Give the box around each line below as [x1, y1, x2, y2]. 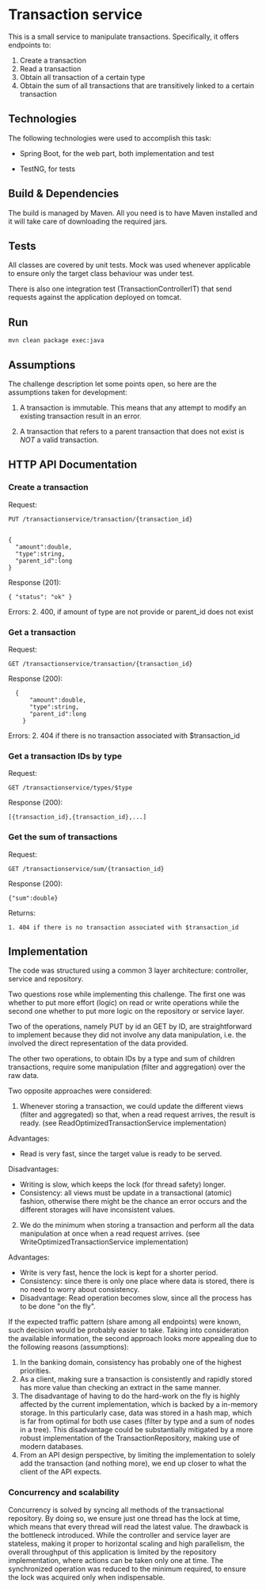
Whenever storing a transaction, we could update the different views [19, 1102, 244, 1111]
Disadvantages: [8, 1164, 59, 1174]
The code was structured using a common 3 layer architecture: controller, [8, 965, 249, 976]
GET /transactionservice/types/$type [8, 784, 133, 792]
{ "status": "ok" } [8, 593, 73, 601]
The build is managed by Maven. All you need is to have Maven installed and [8, 208, 257, 217]
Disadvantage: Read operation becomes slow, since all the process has [19, 1294, 252, 1303]
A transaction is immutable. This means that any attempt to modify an [19, 403, 247, 412]
